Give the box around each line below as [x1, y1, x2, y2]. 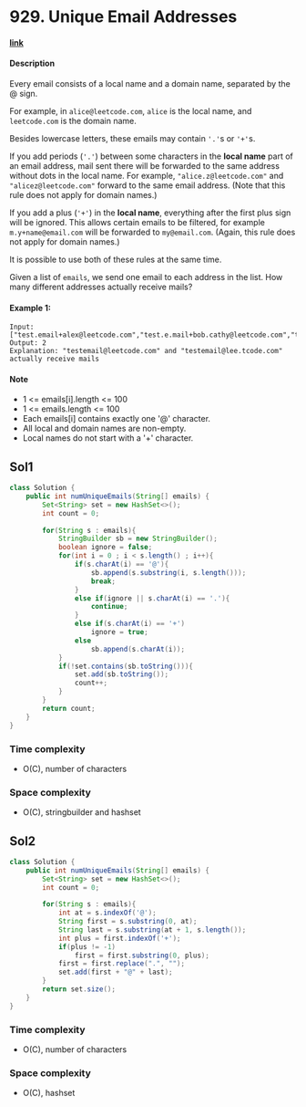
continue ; [90, 602, 128, 611]
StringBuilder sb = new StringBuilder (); [57, 534, 219, 544]
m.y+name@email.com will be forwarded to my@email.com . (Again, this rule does [9, 226, 296, 237]
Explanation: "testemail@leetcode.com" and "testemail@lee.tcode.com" [9, 347, 283, 356]
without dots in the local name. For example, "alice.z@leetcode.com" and [9, 170, 284, 181]
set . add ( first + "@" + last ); [57, 967, 173, 977]
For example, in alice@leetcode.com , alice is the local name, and [9, 105, 252, 116]
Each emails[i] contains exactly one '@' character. [22, 413, 211, 424]
